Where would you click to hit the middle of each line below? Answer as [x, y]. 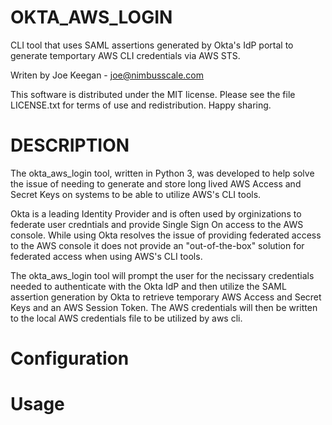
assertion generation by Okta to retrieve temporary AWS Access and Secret [166, 297]
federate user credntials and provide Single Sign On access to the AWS [157, 224]
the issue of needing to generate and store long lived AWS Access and [156, 183]
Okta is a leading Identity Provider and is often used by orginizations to [156, 213]
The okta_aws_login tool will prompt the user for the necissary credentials [162, 275]
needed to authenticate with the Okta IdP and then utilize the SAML [148, 286]
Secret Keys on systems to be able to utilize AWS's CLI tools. [136, 194]
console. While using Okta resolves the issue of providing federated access [166, 235]
